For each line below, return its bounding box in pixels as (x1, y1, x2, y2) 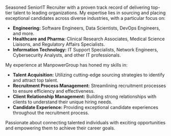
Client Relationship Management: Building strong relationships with (12, 94, 157, 99)
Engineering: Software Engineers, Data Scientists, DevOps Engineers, (12, 25, 160, 31)
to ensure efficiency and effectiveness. (12, 88, 95, 94)
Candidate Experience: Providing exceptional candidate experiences (12, 104, 158, 110)
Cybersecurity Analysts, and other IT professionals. (12, 52, 121, 58)
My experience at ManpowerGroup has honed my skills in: (5, 62, 128, 68)
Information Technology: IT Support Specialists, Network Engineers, (12, 47, 158, 52)
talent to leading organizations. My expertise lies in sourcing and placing (13, 10, 166, 16)
